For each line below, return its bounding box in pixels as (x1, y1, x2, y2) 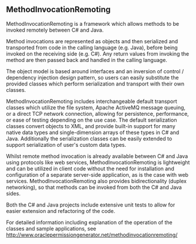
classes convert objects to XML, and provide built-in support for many (6, 122, 176, 129)
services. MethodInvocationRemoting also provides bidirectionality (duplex (6, 177, 187, 184)
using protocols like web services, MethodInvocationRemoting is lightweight (6, 159, 190, 166)
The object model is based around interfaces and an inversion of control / (6, 67, 184, 75)
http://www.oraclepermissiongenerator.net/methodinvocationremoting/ (6, 231, 178, 238)
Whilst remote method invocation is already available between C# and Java (6, 152, 188, 160)
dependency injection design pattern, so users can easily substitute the (6, 74, 179, 81)
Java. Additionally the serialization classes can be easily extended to (6, 135, 173, 142)
